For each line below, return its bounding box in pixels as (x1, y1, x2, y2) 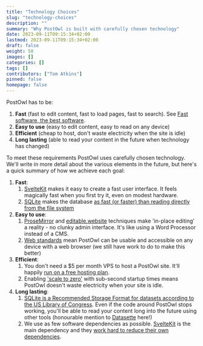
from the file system (24, 204, 74, 212)
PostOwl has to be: (6, 99, 53, 106)
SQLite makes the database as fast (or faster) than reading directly (24, 198, 190, 205)
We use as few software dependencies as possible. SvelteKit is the (24, 320, 191, 327)
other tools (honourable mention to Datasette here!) (24, 314, 153, 321)
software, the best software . (14, 117, 86, 124)
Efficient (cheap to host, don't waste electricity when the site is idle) (14, 129, 186, 137)
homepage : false (6, 82, 47, 88)
